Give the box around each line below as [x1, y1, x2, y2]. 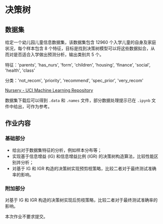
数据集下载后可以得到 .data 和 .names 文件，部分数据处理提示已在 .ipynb [5, 97, 151, 103]
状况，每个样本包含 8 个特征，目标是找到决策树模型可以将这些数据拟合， [5, 45, 151, 51]
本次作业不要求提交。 [5, 213, 48, 219]
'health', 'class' [5, 67, 36, 73]
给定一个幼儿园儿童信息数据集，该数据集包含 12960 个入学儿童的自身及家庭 [5, 40, 157, 45]
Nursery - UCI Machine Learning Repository [5, 88, 93, 93]
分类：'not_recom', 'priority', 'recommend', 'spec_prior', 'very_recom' [5, 78, 144, 83]
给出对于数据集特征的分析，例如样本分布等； [12, 147, 102, 153]
